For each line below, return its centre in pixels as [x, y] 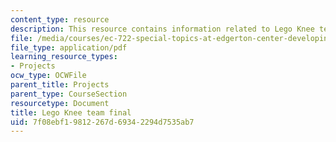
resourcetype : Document [60, 103]
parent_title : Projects [60, 85]
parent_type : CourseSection [69, 94]
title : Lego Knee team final [71, 112]
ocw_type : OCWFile [48, 76]
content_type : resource [60, 19]
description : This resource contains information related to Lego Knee [162, 29]
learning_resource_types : [64, 57]
